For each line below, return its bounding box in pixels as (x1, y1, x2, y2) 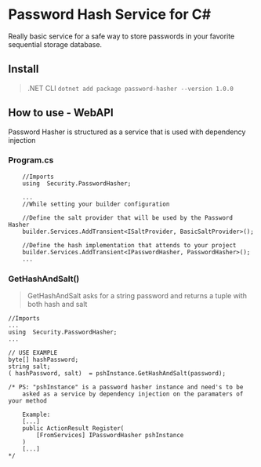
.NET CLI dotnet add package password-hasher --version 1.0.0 (27, 83, 234, 93)
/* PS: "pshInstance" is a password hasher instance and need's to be (8, 383, 244, 392)
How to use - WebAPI (8, 106, 114, 119)
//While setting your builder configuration (22, 200, 170, 208)
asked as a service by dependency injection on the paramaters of (22, 390, 244, 398)
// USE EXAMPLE (8, 349, 58, 357)
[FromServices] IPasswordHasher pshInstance (36, 432, 184, 440)
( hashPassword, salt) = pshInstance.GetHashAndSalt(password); (8, 370, 226, 378)
